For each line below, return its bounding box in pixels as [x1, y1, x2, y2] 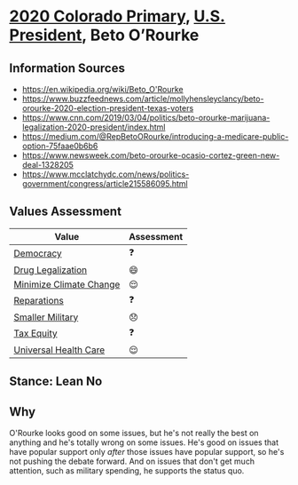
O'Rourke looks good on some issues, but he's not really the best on [9, 428, 259, 439]
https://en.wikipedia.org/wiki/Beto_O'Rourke [21, 84, 184, 94]
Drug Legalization [13, 264, 88, 276]
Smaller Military [13, 311, 79, 323]
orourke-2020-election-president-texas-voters [21, 103, 194, 113]
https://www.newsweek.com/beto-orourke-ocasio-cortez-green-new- [21, 150, 280, 161]
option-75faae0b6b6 [21, 140, 98, 151]
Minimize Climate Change [13, 278, 121, 290]
